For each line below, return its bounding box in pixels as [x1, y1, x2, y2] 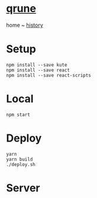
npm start [6, 112, 31, 118]
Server [6, 181, 40, 194]
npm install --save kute [6, 62, 67, 68]
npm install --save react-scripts [6, 72, 92, 78]
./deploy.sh [6, 161, 35, 168]
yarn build [6, 156, 33, 162]
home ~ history [6, 21, 43, 29]
